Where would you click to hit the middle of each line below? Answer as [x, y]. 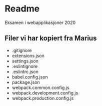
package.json [26, 82]
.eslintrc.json [25, 71]
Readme [22, 9]
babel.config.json [30, 77]
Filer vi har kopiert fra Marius [51, 38]
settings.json [25, 61]
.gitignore [22, 50]
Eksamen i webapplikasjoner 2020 [40, 22]
